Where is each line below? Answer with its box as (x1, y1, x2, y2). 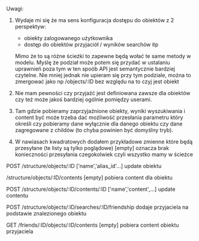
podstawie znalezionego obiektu (6, 210, 87, 217)
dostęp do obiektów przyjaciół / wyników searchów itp (23, 41, 159, 48)
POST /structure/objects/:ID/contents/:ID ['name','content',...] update (6, 185, 176, 193)
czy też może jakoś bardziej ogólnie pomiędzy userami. (14, 96, 152, 103)
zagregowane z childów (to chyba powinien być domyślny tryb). (14, 127, 174, 133)
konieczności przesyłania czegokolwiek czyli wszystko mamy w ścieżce (14, 151, 194, 158)
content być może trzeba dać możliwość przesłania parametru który (14, 114, 183, 121)
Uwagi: (6, 5, 24, 12)
